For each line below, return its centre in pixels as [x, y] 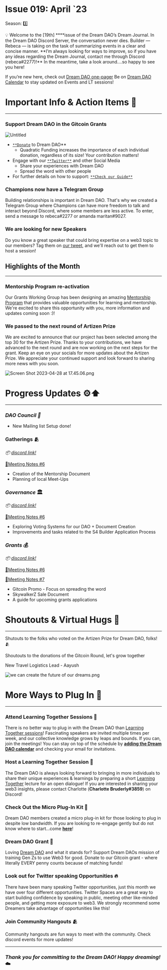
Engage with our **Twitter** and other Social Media [66, 160]
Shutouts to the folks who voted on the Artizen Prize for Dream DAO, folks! [81, 639]
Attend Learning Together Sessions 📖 [51, 717]
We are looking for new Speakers [46, 229]
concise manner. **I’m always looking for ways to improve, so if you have [81, 51]
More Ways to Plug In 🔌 [54, 695]
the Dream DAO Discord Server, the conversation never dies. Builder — [78, 40]
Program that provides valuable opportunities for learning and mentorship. [81, 302]
